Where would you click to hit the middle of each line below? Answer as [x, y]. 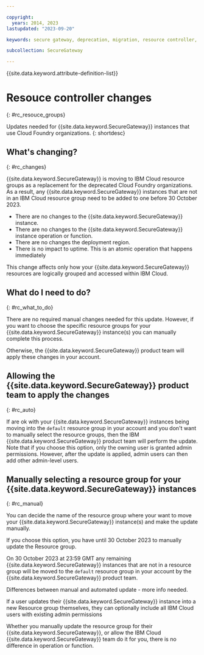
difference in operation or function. [50, 646]
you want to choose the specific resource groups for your [79, 325]
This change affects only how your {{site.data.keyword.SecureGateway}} [98, 267]
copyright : [20, 17]
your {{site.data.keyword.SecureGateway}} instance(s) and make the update [102, 522]
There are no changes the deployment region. [73, 242]
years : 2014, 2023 [35, 23]
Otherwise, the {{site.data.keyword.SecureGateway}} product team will [95, 350]
